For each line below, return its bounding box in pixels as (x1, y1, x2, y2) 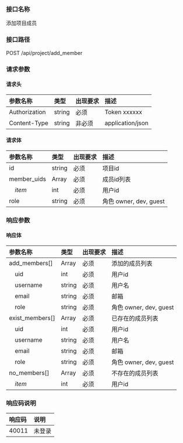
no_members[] (9, 369, 50, 377)
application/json (104, 119, 149, 127)
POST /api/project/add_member (6, 49, 83, 56)
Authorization (9, 108, 46, 116)
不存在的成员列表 (111, 369, 159, 377)
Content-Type (9, 119, 48, 127)
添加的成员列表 (111, 259, 153, 267)
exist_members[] (9, 314, 55, 322)
